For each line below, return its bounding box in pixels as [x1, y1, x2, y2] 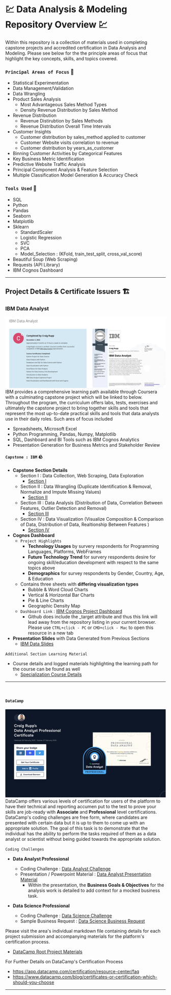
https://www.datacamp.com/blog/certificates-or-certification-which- [12, 974, 158, 980]
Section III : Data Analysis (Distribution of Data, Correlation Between [20, 499, 163, 505]
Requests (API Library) [12, 261, 60, 268]
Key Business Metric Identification [12, 156, 84, 162]
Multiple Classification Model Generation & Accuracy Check [12, 172, 138, 178]
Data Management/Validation [12, 85, 74, 91]
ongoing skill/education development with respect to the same [27, 559, 159, 565]
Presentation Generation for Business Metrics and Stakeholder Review [12, 442, 160, 448]
